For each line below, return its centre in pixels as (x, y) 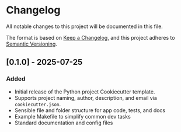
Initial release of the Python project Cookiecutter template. (85, 92)
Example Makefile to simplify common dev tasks (73, 116)
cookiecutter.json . (38, 104)
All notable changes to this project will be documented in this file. (85, 26)
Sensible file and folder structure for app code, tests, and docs (90, 110)
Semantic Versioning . (32, 44)
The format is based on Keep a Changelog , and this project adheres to (90, 37)
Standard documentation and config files (64, 123)
